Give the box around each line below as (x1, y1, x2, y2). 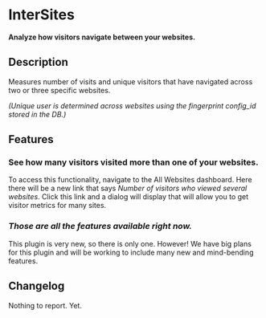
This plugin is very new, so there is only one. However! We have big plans (8, 238, 252, 248)
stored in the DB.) (8, 109, 67, 119)
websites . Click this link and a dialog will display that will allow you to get (8, 192, 249, 202)
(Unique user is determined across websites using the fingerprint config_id (8, 100, 256, 110)
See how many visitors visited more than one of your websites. (8, 157, 259, 168)
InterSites (8, 6, 75, 24)
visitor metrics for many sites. (8, 201, 107, 210)
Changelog (8, 279, 65, 293)
